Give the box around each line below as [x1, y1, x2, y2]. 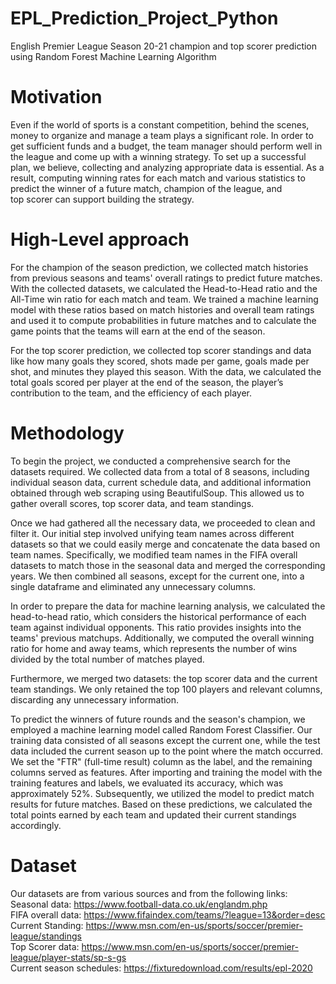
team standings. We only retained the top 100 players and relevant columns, [10, 683, 323, 695]
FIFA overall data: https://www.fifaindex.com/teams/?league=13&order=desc [10, 908, 326, 921]
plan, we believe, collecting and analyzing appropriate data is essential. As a [10, 161, 325, 173]
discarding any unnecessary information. [10, 693, 180, 706]
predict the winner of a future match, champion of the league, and [10, 182, 283, 194]
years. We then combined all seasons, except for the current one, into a [10, 570, 305, 582]
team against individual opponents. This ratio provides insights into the [10, 621, 302, 633]
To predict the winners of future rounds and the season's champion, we [10, 713, 306, 725]
